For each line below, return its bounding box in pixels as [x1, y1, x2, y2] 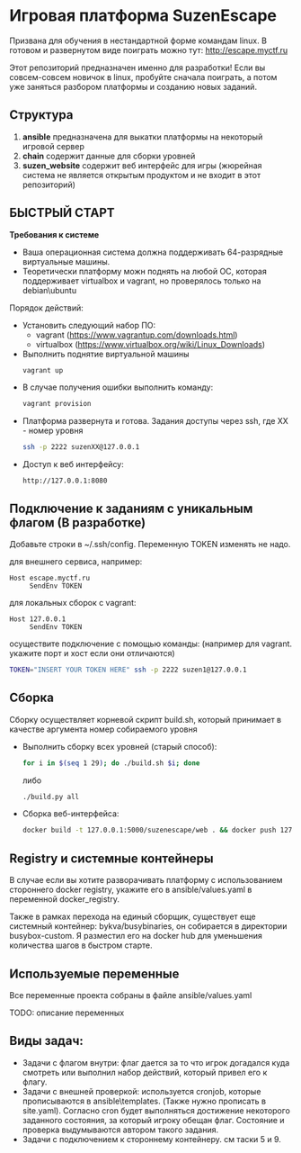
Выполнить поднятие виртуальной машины [22, 348, 190, 359]
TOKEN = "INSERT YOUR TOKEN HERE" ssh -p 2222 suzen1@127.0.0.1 [9, 665, 247, 674]
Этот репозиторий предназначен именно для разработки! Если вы [9, 62, 266, 73]
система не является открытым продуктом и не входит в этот [22, 169, 261, 180]
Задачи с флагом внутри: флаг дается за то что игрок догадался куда [22, 1057, 290, 1067]
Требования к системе [9, 229, 100, 239]
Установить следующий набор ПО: [22, 320, 156, 330]
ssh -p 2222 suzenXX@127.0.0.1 [22, 443, 140, 452]
